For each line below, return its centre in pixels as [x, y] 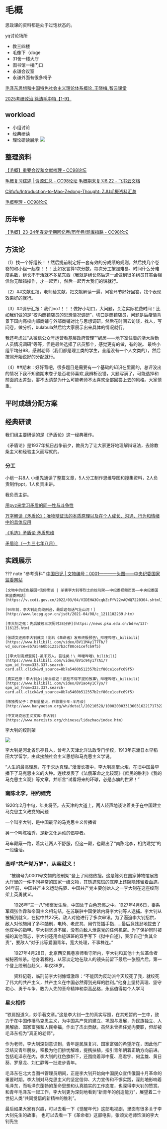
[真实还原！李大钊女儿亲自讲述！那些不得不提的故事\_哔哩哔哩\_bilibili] [73, 679]
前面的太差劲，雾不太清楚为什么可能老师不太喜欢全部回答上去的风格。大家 [81, 380]
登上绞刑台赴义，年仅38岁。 [38, 966]
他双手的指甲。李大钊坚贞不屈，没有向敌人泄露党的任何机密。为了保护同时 [81, 930]
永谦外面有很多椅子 [32, 77]
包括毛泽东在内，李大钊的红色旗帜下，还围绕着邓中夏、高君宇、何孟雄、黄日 [83, 1057]
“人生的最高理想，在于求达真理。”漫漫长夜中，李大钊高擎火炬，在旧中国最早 [82, 767]
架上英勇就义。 [20, 894]
